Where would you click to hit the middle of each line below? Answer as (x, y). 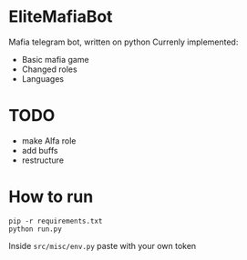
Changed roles (50, 69)
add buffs (40, 150)
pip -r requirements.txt (56, 221)
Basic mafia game (55, 59)
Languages (43, 78)
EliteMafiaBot (61, 17)
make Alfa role (49, 140)
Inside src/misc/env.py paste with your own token (103, 245)
